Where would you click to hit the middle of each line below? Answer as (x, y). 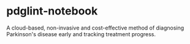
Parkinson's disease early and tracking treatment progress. (81, 34)
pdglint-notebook (52, 11)
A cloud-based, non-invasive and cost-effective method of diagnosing (95, 28)
